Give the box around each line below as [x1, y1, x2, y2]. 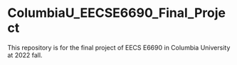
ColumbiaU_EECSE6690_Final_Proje [7, 5, 226, 21]
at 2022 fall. [7, 51, 43, 59]
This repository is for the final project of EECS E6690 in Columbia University [7, 43, 231, 52]
